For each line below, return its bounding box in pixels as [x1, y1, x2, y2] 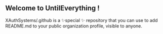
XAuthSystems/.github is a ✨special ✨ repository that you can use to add [5, 17, 158, 23]
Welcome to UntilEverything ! [5, 4, 100, 12]
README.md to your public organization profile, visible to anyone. [5, 22, 143, 29]
